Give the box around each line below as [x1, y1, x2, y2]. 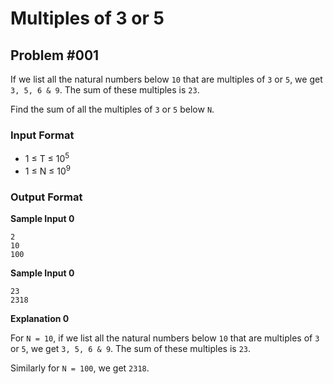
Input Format [10, 128, 75, 142]
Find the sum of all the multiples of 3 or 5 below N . [10, 103, 215, 115]
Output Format [10, 190, 83, 204]
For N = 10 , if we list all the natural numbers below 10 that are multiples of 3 [10, 332, 320, 344]
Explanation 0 [10, 312, 70, 324]
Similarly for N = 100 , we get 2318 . [10, 362, 150, 374]
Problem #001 [10, 47, 100, 64]
